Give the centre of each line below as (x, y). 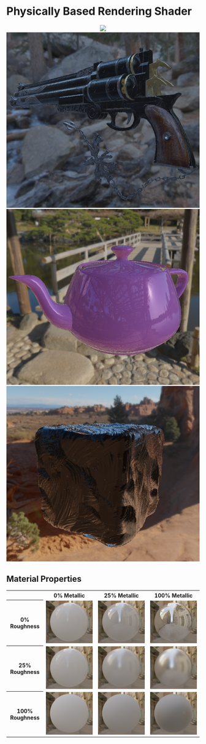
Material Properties (44, 579)
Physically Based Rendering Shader (99, 11)
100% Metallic (174, 595)
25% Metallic (121, 595)
